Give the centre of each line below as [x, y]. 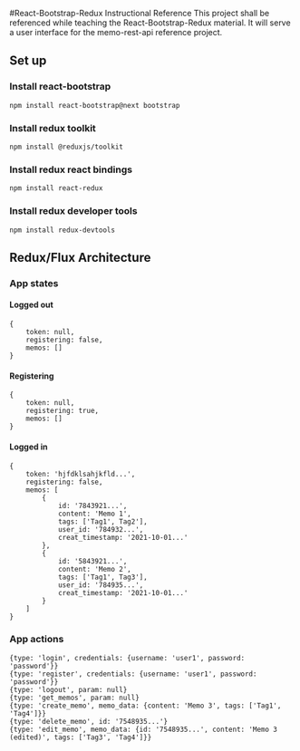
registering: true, [63, 411]
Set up [28, 61]
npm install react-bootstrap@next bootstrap [95, 105]
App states [34, 283]
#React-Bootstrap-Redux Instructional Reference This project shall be [140, 13]
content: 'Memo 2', [94, 569]
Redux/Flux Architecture [80, 257]
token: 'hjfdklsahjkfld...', [81, 474]
